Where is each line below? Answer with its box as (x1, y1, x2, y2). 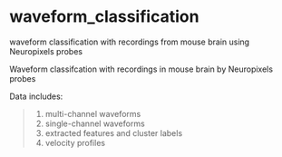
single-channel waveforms (44, 118, 145, 129)
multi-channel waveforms (44, 108, 141, 119)
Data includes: (9, 91, 63, 102)
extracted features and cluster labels (44, 127, 183, 138)
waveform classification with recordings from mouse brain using (9, 36, 250, 47)
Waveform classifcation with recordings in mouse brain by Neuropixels (9, 64, 274, 74)
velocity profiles (44, 137, 106, 148)
